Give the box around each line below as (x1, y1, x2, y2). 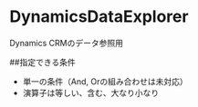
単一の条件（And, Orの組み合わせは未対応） (22, 75, 189, 87)
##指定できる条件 (9, 56, 76, 67)
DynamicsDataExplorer (9, 6, 189, 27)
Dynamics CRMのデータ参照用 (9, 37, 123, 48)
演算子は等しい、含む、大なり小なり (22, 87, 160, 98)
